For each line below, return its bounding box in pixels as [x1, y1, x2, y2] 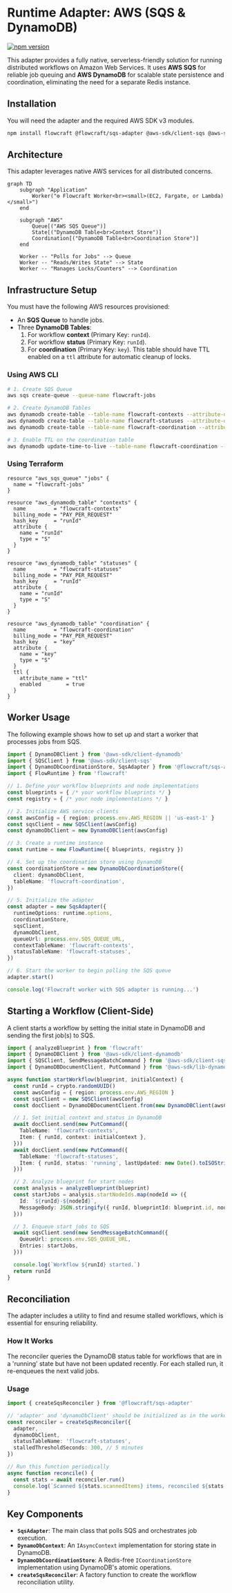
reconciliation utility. [17, 1578, 75, 1586]
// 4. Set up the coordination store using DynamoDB [7, 859, 162, 866]
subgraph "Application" [19, 187, 88, 194]
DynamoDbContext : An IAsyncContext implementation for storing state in [17, 1541, 216, 1549]
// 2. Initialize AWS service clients [7, 808, 119, 814]
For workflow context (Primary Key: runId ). [27, 331, 151, 339]
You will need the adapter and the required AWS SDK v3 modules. [7, 116, 195, 125]
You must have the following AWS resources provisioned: [7, 302, 171, 311]
